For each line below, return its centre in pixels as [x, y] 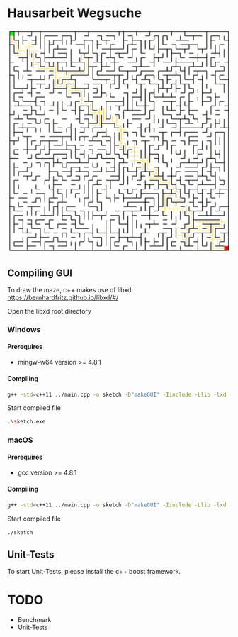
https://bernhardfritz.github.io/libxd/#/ [63, 298]
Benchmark [34, 620]
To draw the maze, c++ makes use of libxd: [70, 290]
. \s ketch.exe [27, 422]
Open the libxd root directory [50, 311]
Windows [24, 330]
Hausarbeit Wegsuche [74, 13]
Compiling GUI [40, 273]
